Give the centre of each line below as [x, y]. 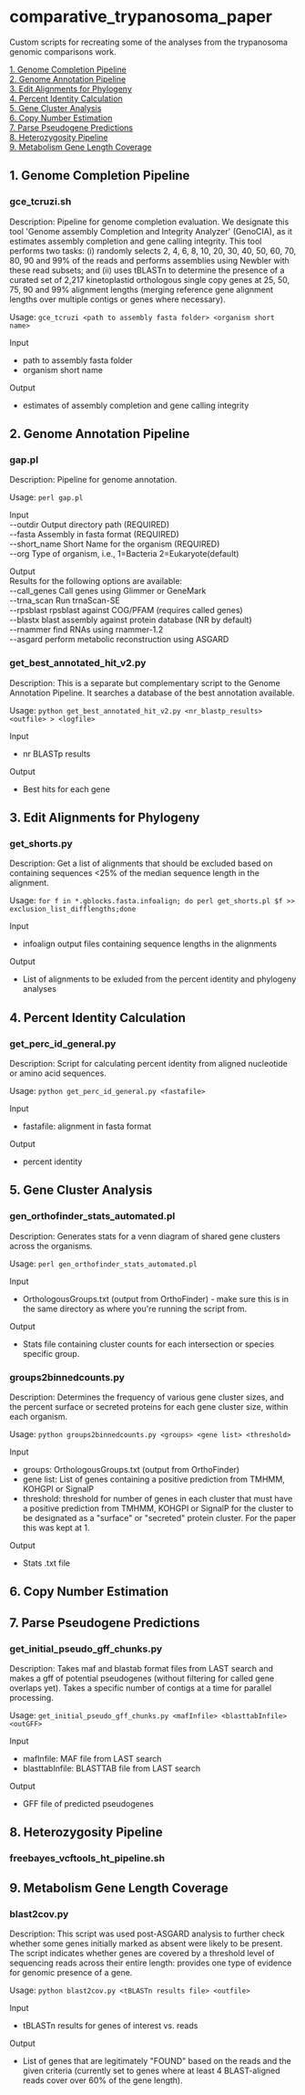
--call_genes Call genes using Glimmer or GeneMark [108, 591]
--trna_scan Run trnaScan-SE [65, 600]
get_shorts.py [41, 843]
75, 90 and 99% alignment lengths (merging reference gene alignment [142, 289]
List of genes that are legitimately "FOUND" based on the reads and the [157, 2061]
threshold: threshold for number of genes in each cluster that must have [158, 1498]
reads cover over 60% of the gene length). [103, 2080]
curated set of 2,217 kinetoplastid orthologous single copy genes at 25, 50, [150, 279]
